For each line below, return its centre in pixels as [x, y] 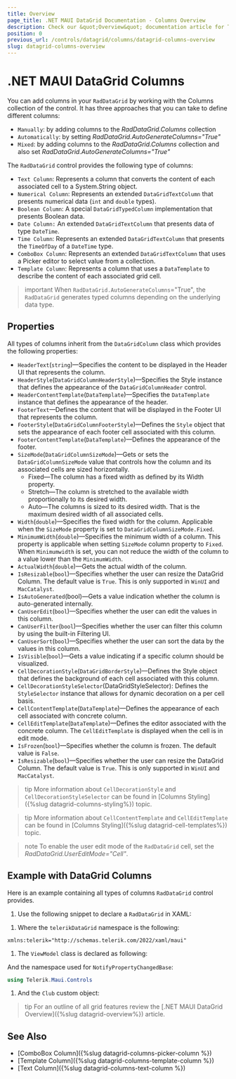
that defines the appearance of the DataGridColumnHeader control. [112, 387]
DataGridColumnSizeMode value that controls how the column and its [114, 462]
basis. [26, 701]
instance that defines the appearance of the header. [93, 402]
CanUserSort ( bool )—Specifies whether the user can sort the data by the [121, 641]
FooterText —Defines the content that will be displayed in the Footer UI [119, 409]
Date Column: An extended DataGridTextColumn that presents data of [116, 224]
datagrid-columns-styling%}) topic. [101, 804]
